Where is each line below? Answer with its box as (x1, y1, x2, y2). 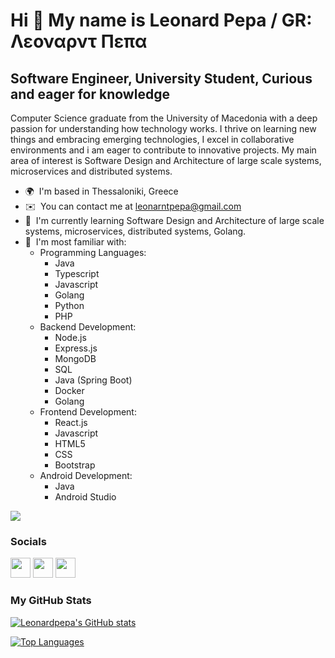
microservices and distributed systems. (10, 165, 173, 177)
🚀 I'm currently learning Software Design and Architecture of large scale (24, 215, 325, 226)
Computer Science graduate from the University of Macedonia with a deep (10, 112, 318, 124)
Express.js (54, 342, 98, 354)
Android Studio (54, 491, 117, 503)
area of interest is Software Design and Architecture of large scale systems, (10, 155, 322, 166)
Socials (10, 534, 47, 548)
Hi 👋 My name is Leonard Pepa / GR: (10, 9, 313, 32)
